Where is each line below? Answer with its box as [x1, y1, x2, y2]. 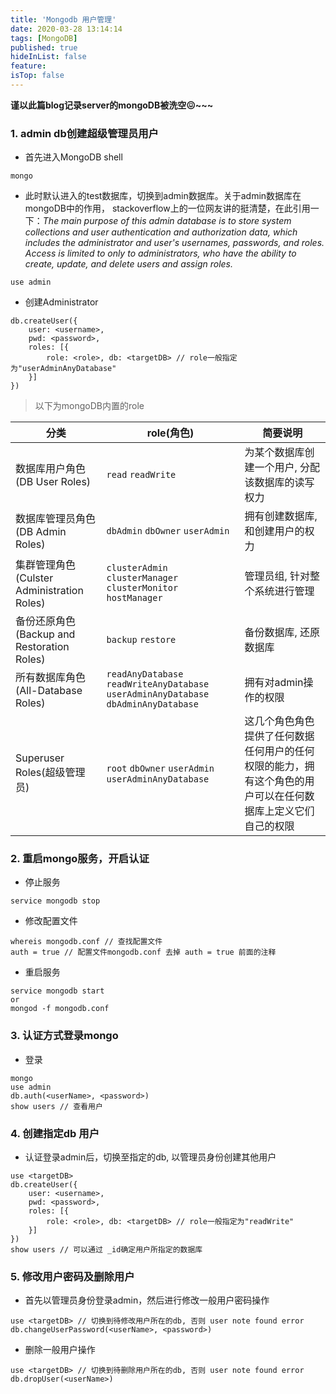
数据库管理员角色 [15, 512, 97, 526]
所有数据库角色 [15, 671, 87, 685]
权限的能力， [244, 759, 305, 773]
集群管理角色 [15, 558, 77, 572]
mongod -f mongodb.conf [10, 1004, 110, 1014]
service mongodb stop [10, 896, 101, 906]
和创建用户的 [244, 524, 305, 538]
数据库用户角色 [15, 462, 87, 476]
